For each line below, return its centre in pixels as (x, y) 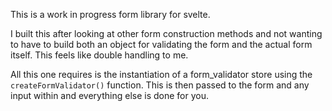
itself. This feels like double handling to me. (99, 55)
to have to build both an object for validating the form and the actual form (161, 44)
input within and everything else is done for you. (110, 95)
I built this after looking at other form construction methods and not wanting (166, 33)
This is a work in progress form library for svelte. (110, 14)
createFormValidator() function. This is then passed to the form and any (160, 85)
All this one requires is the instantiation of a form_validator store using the (161, 74)
